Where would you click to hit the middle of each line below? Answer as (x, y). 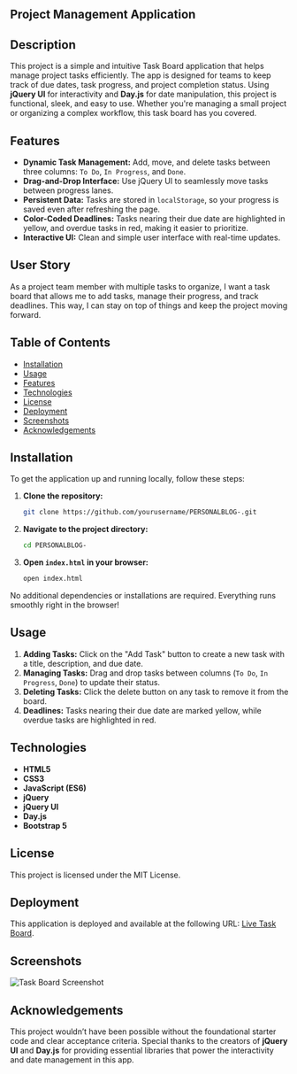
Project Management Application (103, 15)
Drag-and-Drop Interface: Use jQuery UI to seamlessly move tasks (145, 182)
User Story (40, 265)
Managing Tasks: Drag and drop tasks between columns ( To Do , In (145, 673)
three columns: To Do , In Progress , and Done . (104, 172)
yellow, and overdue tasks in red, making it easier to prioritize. (135, 228)
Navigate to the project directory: (85, 529)
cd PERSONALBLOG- (55, 545)
